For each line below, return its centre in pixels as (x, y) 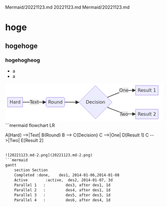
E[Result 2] (32, 140)
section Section (31, 170)
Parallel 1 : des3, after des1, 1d (62, 185)
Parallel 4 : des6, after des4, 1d (62, 200)
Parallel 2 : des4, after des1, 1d (62, 190)
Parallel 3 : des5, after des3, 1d (62, 195)
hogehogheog (23, 60)
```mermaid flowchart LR (30, 125)
